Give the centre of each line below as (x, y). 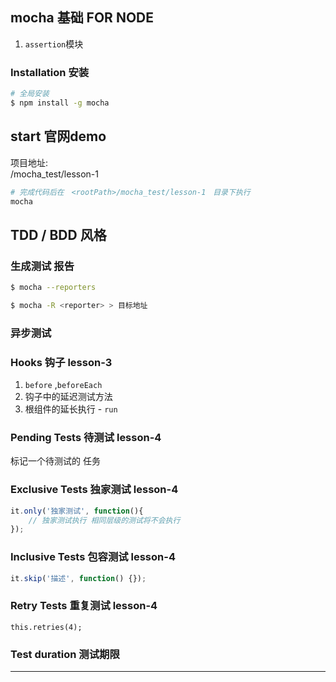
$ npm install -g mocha (60, 103)
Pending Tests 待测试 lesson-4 (86, 437)
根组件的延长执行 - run (71, 409)
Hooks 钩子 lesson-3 (61, 362)
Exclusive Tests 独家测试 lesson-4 (94, 490)
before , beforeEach (63, 385)
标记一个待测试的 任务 (55, 461)
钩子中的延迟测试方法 (68, 397)
